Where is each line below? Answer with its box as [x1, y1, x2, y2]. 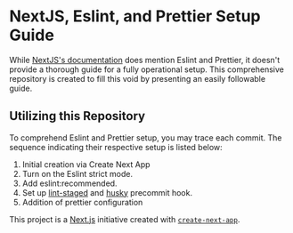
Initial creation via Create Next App [21, 158, 151, 170]
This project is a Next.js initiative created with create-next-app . [9, 213, 240, 224]
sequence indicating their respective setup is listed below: [9, 141, 223, 152]
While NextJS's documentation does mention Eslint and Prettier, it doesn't [9, 54, 281, 65]
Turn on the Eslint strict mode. [21, 168, 134, 179]
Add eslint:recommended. [21, 178, 118, 189]
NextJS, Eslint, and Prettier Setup [9, 6, 261, 27]
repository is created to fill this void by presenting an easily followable [9, 73, 265, 84]
